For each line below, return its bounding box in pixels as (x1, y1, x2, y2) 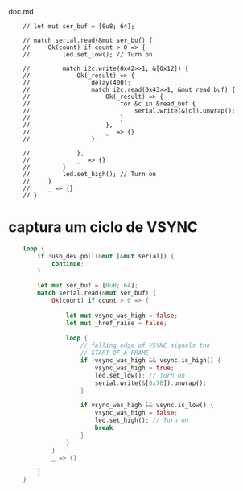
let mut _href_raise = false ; (65, 319, 167, 327)
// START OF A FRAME (80, 349, 150, 357)
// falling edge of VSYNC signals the (80, 341, 211, 349)
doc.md (8, 7, 34, 16)
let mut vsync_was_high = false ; (65, 312, 179, 320)
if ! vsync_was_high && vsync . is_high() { (80, 357, 221, 365)
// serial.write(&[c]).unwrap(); (23, 107, 236, 115)
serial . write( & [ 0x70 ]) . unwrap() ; (94, 378, 207, 387)
